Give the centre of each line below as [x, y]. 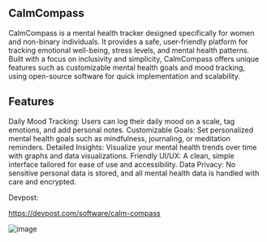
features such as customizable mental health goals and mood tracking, [127, 67]
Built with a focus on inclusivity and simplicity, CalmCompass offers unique [134, 58]
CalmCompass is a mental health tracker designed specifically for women [131, 32]
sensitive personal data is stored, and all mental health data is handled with [134, 173]
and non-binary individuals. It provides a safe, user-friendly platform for [128, 41]
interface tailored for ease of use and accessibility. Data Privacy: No [122, 164]
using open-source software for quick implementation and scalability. [125, 76]
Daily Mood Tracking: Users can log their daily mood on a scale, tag [122, 121]
